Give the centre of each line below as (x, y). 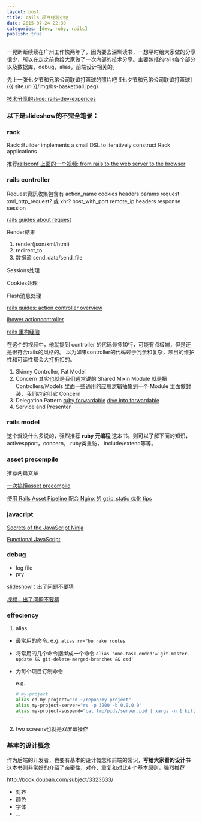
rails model (23, 422)
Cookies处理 (22, 283)
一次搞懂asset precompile (39, 486)
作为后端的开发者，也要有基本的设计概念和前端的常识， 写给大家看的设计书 (99, 760)
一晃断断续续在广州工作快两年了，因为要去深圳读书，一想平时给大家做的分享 (101, 52)
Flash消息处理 (24, 296)
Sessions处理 (23, 270)
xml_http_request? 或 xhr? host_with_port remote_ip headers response (94, 201)
